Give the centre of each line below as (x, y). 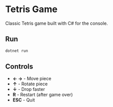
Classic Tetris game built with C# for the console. (56, 23)
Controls (19, 67)
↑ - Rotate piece (30, 84)
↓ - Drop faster (29, 89)
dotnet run (17, 51)
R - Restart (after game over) (43, 95)
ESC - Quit (24, 100)
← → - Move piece (32, 79)
